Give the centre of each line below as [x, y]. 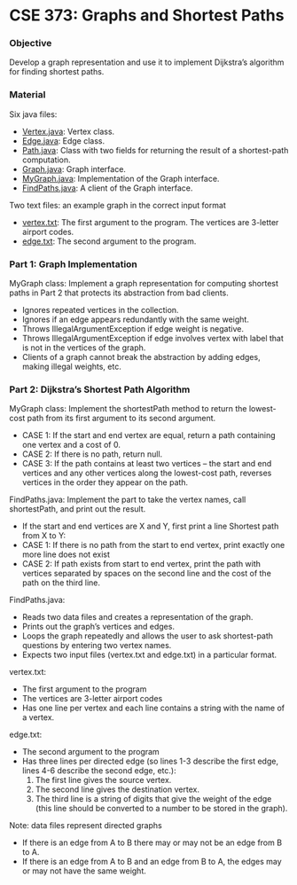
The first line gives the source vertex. [103, 780]
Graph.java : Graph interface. [74, 168]
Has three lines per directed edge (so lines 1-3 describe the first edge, [150, 761]
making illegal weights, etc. [71, 367]
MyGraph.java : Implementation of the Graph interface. [121, 178]
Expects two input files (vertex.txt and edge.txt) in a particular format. [149, 655]
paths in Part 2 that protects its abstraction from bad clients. [119, 293]
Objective [31, 43]
